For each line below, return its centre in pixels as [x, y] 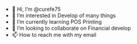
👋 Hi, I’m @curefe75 [36, 9]
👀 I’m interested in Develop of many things [64, 15]
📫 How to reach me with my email [54, 35]
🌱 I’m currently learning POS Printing [57, 22]
